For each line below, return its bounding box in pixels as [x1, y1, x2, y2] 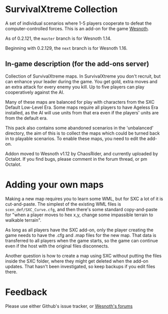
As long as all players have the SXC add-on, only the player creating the [5, 227, 154, 233]
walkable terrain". [5, 217, 42, 223]
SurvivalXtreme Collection [5, 4, 118, 15]
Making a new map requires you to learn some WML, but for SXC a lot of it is [5, 196, 163, 202]
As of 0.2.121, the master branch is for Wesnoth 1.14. [5, 35, 112, 41]
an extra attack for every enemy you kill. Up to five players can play [5, 84, 144, 90]
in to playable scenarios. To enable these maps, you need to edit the [5, 135, 146, 142]
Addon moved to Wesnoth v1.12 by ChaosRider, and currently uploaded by [5, 150, 158, 157]
